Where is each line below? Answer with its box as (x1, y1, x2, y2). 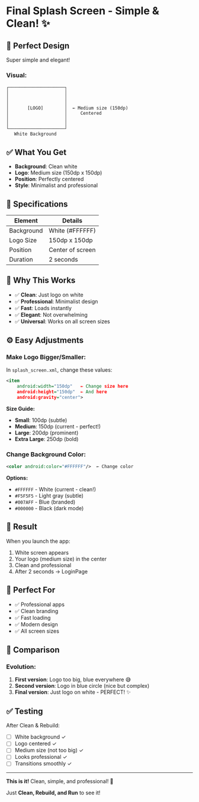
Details (62, 216, 83, 224)
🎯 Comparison (6, 645, 60, 655)
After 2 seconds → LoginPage (14, 568, 88, 575)
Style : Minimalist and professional (14, 182, 98, 189)
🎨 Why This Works (6, 275, 76, 285)
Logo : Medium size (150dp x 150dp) (14, 169, 102, 176)
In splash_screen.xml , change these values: (6, 366, 113, 373)
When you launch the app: (6, 537, 70, 545)
